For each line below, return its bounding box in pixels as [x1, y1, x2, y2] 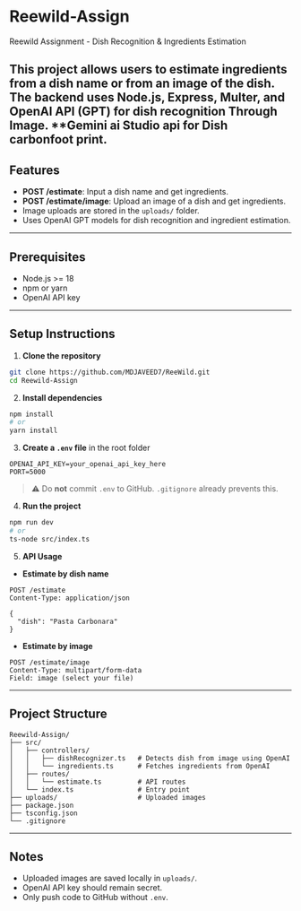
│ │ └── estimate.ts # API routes [9, 777, 186, 786]
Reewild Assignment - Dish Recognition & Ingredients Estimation [9, 36, 246, 47]
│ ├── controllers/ [9, 746, 90, 755]
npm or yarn [21, 282, 68, 293]
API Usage [21, 551, 63, 561]
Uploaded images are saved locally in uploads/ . [21, 872, 198, 884]
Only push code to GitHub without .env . [21, 892, 168, 903]
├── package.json [9, 801, 74, 810]
